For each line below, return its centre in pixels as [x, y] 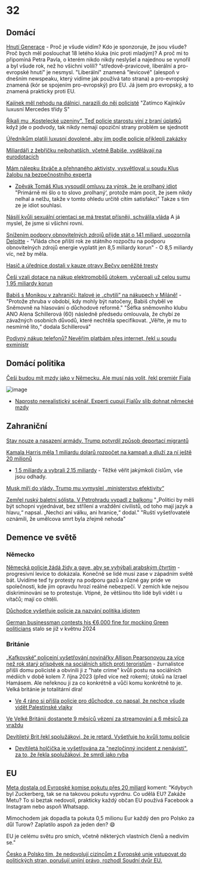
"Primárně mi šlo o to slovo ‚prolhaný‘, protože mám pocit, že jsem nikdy [103, 193]
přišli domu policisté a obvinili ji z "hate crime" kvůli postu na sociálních [94, 670]
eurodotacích [23, 157]
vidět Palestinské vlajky [44, 707]
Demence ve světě [41, 538]
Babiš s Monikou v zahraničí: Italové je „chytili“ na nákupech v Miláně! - [94, 295]
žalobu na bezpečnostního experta [49, 175]
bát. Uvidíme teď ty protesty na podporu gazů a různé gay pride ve [89, 580]
